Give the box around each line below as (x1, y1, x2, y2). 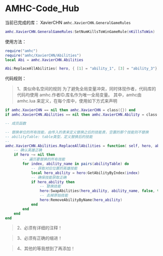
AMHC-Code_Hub (5, 3, 80, 14)
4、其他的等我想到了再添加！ (16, 246, 75, 252)
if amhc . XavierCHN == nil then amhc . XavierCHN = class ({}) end (5, 108, 136, 113)
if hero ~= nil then (14, 153, 55, 157)
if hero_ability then (31, 179, 75, 185)
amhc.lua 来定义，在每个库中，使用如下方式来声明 (16, 98, 117, 104)
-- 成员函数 (5, 121, 27, 126)
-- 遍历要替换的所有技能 (22, 157, 65, 162)
